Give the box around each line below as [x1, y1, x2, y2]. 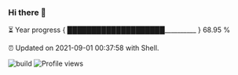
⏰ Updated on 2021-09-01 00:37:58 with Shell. [8, 43, 159, 53]
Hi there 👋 [8, 7, 47, 18]
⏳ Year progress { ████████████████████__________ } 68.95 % [8, 25, 231, 34]
